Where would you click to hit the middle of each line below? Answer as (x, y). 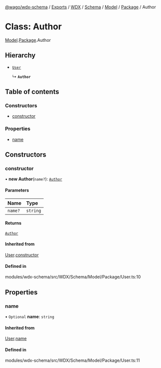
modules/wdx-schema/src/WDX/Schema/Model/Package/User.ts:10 (73, 277)
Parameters (17, 190)
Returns (13, 223)
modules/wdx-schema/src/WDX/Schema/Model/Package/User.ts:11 (72, 360)
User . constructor (22, 255)
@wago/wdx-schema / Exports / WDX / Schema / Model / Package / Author (80, 7)
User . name (16, 339)
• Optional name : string (30, 316)
